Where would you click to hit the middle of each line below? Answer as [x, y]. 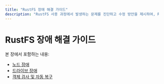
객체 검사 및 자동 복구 [32, 77]
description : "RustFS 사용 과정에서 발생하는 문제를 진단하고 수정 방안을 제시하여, [80, 14]
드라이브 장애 [25, 71]
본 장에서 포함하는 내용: [27, 54]
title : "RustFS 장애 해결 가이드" [37, 10]
